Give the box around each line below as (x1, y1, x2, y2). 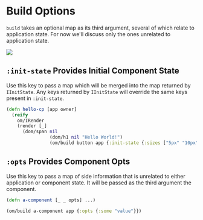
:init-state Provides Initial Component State (6, 66, 179, 76)
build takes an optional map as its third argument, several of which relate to (6, 24, 195, 31)
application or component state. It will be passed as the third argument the (6, 179, 192, 186)
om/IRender (17, 118, 45, 124)
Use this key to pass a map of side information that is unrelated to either (6, 172, 185, 180)
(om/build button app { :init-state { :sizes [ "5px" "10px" (49, 140, 199, 146)
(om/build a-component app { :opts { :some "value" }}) (6, 208, 142, 214)
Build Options (6, 4, 76, 18)
